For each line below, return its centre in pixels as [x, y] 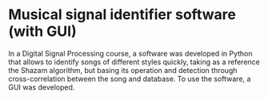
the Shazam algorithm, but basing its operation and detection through [123, 70]
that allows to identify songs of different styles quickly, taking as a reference [134, 62]
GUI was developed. [42, 87]
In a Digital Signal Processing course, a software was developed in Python [131, 53]
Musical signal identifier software [122, 15]
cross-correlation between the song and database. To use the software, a [130, 79]
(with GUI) [43, 31]
